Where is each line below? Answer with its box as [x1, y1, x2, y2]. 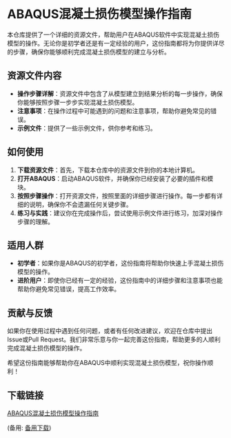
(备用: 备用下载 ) [7, 424, 52, 432]
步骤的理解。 [17, 217, 54, 226]
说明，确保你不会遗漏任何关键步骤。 [29, 200, 132, 208]
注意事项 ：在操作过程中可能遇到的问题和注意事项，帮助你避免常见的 [17, 106, 211, 115]
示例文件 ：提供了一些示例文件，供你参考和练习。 [17, 123, 157, 132]
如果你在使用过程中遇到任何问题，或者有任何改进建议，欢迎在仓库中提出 [7, 327, 212, 335]
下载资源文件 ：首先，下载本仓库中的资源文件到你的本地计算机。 [17, 166, 199, 174]
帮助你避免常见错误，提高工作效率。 [17, 285, 121, 293]
